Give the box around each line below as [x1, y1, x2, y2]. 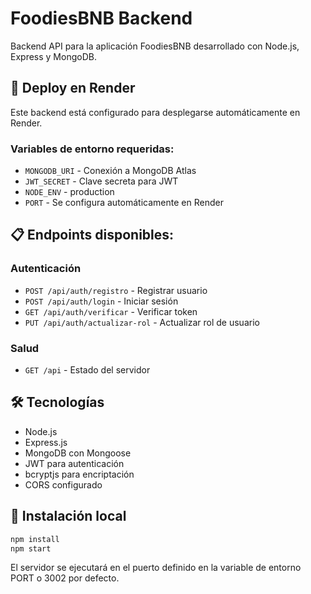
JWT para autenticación [24, 457, 125, 469]
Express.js [24, 436, 68, 448]
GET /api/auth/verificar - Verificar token [24, 305, 198, 317]
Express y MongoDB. [10, 50, 97, 62]
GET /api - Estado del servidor [24, 364, 151, 376]
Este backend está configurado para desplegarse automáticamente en [10, 106, 301, 118]
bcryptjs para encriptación [24, 468, 135, 480]
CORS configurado [24, 478, 103, 491]
